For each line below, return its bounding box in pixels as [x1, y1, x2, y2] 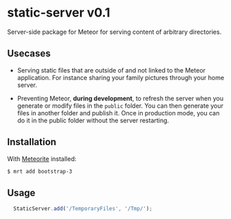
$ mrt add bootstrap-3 [7, 168, 72, 175]
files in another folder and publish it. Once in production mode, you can [17, 108, 220, 117]
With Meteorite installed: [7, 154, 77, 163]
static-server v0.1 [7, 5, 110, 21]
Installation [7, 136, 57, 148]
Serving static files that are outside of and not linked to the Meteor [17, 66, 205, 74]
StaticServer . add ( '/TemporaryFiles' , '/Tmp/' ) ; [13, 205, 153, 212]
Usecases [7, 48, 51, 59]
